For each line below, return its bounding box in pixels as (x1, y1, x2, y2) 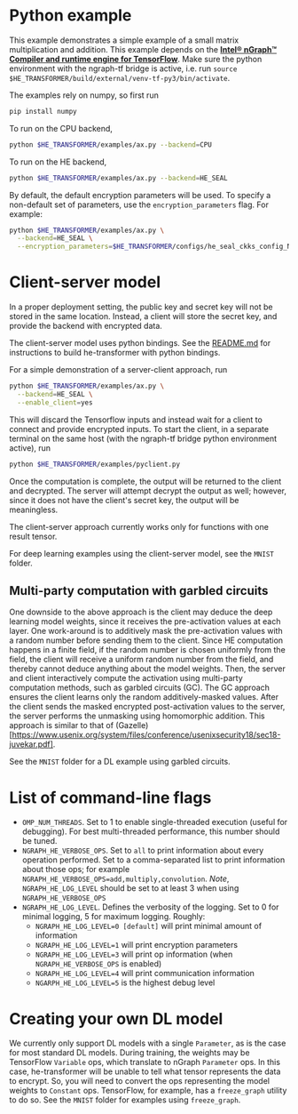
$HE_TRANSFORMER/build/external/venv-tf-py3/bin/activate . (9, 72, 231, 83)
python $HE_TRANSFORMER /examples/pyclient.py (9, 460, 180, 469)
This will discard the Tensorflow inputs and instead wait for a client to (9, 414, 263, 425)
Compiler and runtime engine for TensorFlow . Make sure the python (9, 53, 263, 64)
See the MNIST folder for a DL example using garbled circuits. (9, 757, 231, 767)
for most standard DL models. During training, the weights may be (9, 1047, 250, 1058)
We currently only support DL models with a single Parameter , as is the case (9, 1038, 286, 1049)
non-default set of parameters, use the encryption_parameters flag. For (9, 199, 269, 210)
